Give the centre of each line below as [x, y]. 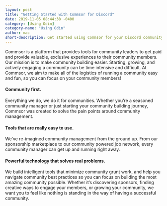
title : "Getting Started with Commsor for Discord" [60, 14]
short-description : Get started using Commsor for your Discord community [84, 38]
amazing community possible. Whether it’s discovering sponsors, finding [80, 183]
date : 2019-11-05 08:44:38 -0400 [40, 19]
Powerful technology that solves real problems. [55, 161]
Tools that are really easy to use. [40, 128]
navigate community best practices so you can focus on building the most [81, 177]
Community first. [23, 90]
